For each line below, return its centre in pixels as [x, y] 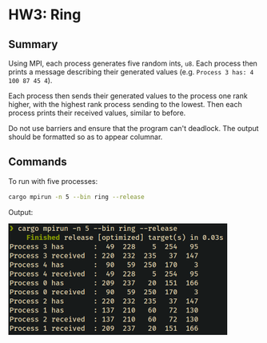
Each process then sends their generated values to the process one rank [128, 96]
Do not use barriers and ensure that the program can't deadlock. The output [133, 128]
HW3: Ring [45, 15]
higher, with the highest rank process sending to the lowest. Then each [125, 104]
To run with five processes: [53, 181]
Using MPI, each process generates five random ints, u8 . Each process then [133, 63]
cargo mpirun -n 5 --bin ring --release [77, 197]
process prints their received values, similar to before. [97, 113]
